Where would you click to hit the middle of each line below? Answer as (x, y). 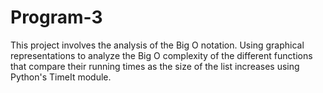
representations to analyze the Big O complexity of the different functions (161, 55)
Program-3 (56, 17)
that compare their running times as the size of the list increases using (155, 66)
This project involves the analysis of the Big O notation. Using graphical (157, 45)
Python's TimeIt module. (61, 77)
